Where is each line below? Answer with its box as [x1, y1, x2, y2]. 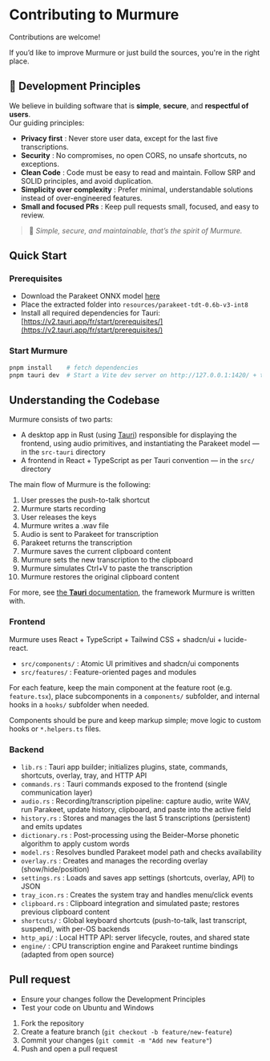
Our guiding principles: [9, 118, 85, 128]
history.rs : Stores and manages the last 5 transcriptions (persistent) [20, 813, 251, 823]
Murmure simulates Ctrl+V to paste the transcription [20, 563, 193, 573]
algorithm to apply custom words [20, 839, 131, 848]
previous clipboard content [20, 907, 111, 917]
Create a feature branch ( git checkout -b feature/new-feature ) [20, 1026, 233, 1036]
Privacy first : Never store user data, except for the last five [20, 133, 219, 143]
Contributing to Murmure [9, 6, 179, 24]
